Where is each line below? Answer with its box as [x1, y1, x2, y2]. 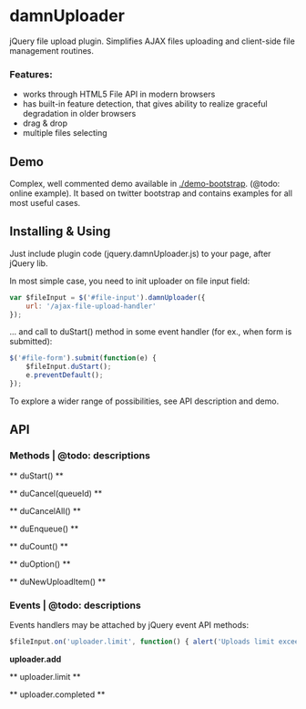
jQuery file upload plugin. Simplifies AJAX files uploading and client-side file [9, 36, 296, 46]
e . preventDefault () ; [25, 371, 104, 380]
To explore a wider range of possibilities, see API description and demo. [9, 396, 280, 406]
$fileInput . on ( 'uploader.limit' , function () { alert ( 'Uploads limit [9, 637, 275, 646]
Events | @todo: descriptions [9, 599, 141, 611]
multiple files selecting [22, 128, 107, 139]
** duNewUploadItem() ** [9, 576, 107, 587]
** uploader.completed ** [9, 689, 106, 700]
